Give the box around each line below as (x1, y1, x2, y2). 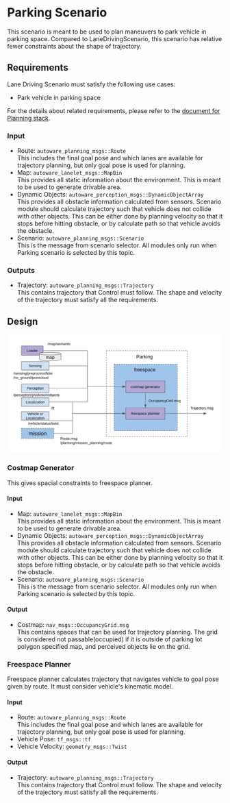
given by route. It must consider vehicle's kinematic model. (7, 682, 173, 691)
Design (7, 315, 38, 327)
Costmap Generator (7, 463, 75, 473)
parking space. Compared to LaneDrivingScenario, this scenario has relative (7, 34, 222, 42)
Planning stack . (7, 114, 51, 122)
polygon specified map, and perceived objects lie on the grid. (16, 642, 190, 650)
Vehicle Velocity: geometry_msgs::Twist (16, 742, 128, 751)
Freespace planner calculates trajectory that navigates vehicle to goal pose (7, 675, 219, 683)
